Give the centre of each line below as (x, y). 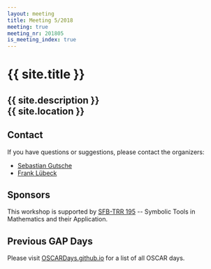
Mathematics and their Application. (58, 219)
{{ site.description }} (53, 100)
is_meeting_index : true (42, 40)
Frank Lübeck (37, 173)
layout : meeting (31, 14)
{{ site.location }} (46, 111)
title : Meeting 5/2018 (40, 20)
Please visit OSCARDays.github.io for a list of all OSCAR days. (96, 258)
